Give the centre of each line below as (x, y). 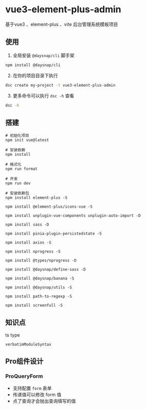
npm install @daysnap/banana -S (40, 279)
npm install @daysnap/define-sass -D (46, 270)
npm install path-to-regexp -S (39, 296)
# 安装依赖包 (17, 193)
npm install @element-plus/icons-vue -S (49, 207)
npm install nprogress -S (33, 252)
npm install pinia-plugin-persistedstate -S (54, 234)
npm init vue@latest (27, 140)
